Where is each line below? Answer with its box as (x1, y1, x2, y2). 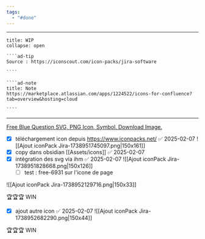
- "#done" (12, 15, 37, 21)
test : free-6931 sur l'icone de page (24, 169, 113, 176)
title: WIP (6, 37, 34, 43)
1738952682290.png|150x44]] (15, 214, 93, 221)
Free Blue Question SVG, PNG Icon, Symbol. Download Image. (6, 123, 163, 130)
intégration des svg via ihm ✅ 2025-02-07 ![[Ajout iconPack (15, 155, 167, 163)
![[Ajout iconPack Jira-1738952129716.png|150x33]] (6, 181, 137, 188)
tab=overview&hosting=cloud (6, 96, 78, 102)
